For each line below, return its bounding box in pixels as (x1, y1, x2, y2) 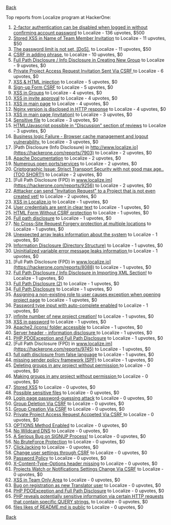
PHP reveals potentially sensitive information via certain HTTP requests (13, 493, 164, 499)
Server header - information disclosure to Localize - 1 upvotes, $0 (13, 329, 153, 336)
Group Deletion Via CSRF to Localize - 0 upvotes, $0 (13, 400, 124, 406)
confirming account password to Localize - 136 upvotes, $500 (13, 30, 145, 35)
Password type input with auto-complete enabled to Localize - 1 (13, 302, 148, 308)
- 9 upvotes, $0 (13, 63, 47, 68)
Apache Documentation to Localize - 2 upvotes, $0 (13, 155, 121, 161)
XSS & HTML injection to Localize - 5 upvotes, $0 (13, 79, 118, 85)
